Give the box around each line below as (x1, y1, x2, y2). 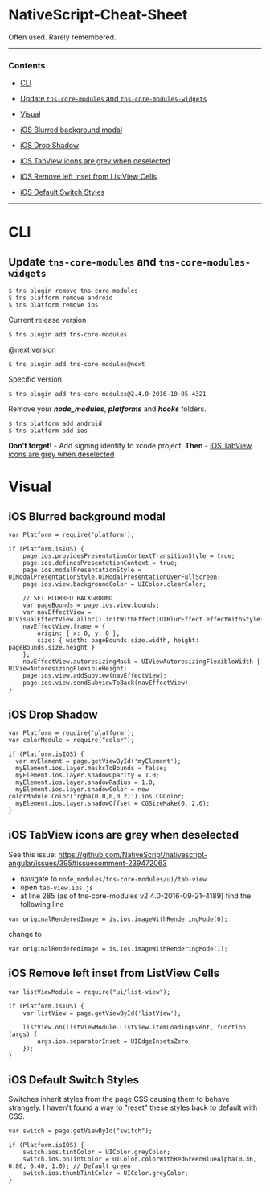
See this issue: (8, 849, 57, 859)
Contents (8, 60, 46, 71)
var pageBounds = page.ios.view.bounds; (22, 601, 160, 609)
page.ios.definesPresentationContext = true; (22, 559, 178, 567)
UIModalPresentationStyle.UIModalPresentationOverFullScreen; (8, 573, 221, 581)
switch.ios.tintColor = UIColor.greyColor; (22, 1149, 171, 1157)
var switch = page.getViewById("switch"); (8, 1127, 153, 1136)
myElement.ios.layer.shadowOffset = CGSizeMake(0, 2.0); (15, 799, 211, 808)
